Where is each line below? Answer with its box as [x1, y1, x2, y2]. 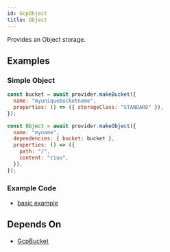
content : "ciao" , [19, 155, 69, 162]
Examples [7, 55, 50, 66]
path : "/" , [19, 148, 51, 155]
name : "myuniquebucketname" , [13, 97, 97, 105]
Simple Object [7, 75, 56, 85]
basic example [16, 199, 58, 207]
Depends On [7, 218, 62, 230]
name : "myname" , [13, 129, 60, 136]
